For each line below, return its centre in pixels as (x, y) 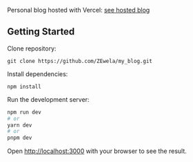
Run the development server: (48, 99)
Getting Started (41, 31)
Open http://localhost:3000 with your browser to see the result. (97, 151)
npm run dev (24, 112)
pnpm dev (20, 138)
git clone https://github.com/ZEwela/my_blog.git (80, 61)
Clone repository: (32, 48)
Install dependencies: (38, 74)
